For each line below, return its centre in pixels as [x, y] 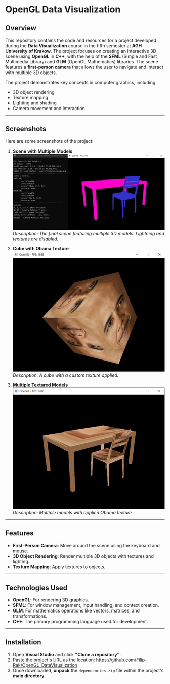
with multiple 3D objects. [31, 73]
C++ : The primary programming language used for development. [80, 622]
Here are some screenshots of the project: [49, 141]
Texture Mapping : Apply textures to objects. [59, 567]
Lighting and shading [34, 103]
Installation [23, 642]
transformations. [30, 616]
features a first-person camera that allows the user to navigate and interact [84, 67]
